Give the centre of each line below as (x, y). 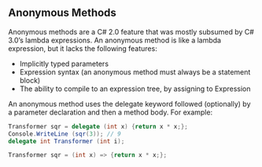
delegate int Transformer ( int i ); (66, 141)
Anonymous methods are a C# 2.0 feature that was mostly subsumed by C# (131, 31)
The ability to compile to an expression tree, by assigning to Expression (135, 89)
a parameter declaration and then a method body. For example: (111, 112)
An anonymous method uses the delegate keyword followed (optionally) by (129, 103)
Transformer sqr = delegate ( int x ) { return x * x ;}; (98, 126)
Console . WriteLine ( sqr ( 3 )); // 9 (65, 134)
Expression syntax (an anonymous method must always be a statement (135, 72)
